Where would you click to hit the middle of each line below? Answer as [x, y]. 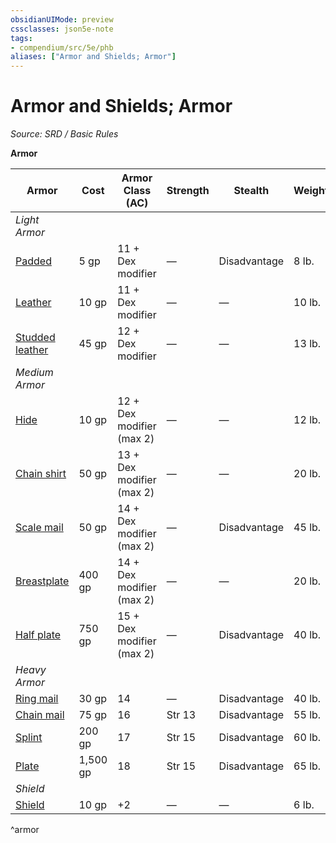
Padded [33, 261]
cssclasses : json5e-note [62, 29]
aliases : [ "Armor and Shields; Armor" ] [93, 57]
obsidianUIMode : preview [62, 19]
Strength [188, 191]
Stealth [251, 191]
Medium [34, 373]
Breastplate [42, 581]
